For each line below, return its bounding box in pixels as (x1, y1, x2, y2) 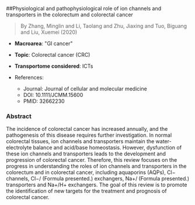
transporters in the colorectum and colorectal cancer (6, 11, 133, 18)
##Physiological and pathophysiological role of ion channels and (6, 5, 162, 12)
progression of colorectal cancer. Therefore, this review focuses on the (6, 157, 177, 164)
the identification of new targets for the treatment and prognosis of (6, 187, 168, 194)
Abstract (6, 112, 32, 120)
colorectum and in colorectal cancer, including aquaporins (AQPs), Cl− (6, 169, 176, 176)
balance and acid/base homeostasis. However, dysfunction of (33, 144, 182, 151)
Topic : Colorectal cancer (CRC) (14, 51, 90, 58)
